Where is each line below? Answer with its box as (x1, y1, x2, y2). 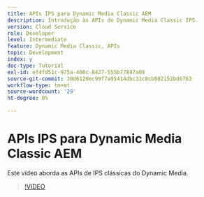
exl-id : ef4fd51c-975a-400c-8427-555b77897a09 (7, 68, 145, 75)
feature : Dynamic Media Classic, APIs (7, 43, 120, 50)
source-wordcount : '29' (7, 88, 77, 95)
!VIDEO (24, 182, 45, 191)
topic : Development (7, 50, 64, 57)
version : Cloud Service (7, 23, 77, 30)
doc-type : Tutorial (7, 62, 64, 69)
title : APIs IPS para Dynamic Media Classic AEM (7, 10, 152, 17)
